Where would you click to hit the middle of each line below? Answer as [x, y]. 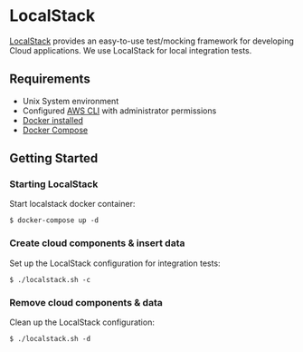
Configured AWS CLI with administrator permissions [119, 111]
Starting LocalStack [54, 184]
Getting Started [54, 158]
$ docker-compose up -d [54, 220]
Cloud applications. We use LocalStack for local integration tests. [131, 50]
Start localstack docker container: [72, 204]
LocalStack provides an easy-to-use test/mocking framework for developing [151, 41]
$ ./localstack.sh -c [50, 279]
